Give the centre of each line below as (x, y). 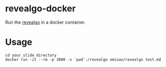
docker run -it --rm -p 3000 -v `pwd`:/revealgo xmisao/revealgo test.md (83, 60)
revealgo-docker (41, 9)
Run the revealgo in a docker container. (45, 22)
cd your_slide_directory (31, 55)
